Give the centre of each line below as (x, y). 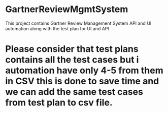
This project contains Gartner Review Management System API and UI (78, 23)
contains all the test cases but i (72, 60)
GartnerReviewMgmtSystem (67, 9)
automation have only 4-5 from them (84, 70)
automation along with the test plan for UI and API (57, 28)
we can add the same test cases (74, 92)
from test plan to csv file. (59, 103)
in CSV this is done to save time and (82, 81)
